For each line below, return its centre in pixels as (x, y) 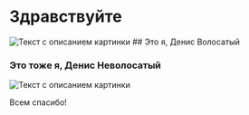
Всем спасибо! (38, 102)
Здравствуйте (66, 17)
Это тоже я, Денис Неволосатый (85, 65)
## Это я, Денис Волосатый (186, 42)
